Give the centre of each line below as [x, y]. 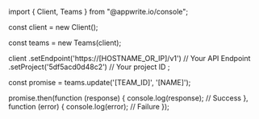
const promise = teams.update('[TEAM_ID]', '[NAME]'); [100, 82]
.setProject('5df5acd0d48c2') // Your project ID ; [90, 67]
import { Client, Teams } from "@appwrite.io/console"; [98, 12]
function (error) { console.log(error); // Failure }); [89, 107]
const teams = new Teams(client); [65, 43]
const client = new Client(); [53, 27]
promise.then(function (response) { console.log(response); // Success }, [128, 98]
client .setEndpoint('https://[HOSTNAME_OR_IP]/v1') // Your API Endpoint [129, 58]
